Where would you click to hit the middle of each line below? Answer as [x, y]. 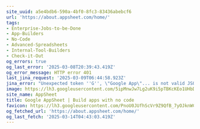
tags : [13, 23]
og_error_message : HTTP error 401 [49, 73]
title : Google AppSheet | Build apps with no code [70, 100]
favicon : [17, 106]
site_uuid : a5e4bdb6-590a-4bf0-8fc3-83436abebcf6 [69, 12]
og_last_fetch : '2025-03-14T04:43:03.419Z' [61, 117]
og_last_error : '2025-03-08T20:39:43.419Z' [61, 67]
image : [14, 89]
